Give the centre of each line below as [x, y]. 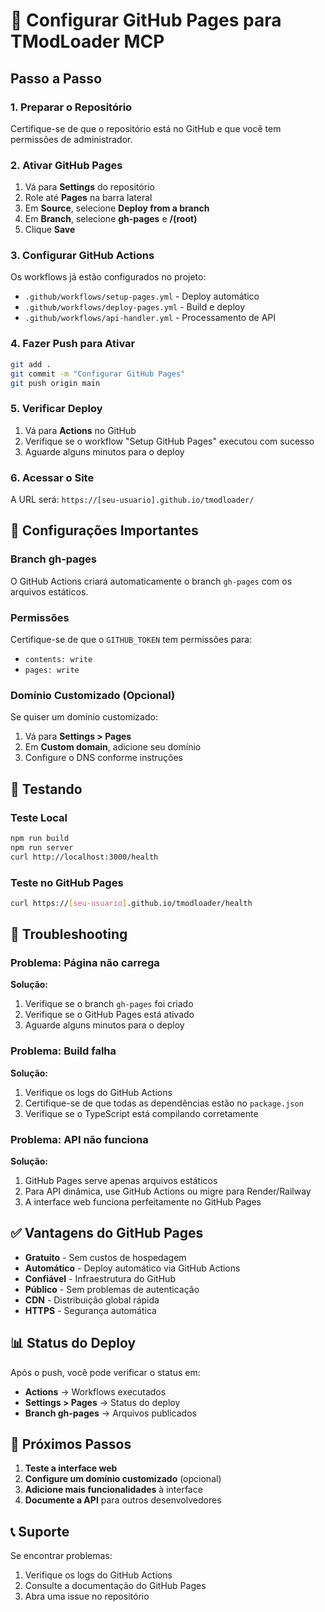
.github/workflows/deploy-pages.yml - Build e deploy [135, 307]
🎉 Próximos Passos [71, 1444]
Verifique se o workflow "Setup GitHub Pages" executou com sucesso [169, 441]
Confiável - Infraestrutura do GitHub [100, 1278]
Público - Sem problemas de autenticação [112, 1289]
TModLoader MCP [87, 41]
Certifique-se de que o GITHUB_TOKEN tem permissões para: [131, 639]
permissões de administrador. [71, 139]
